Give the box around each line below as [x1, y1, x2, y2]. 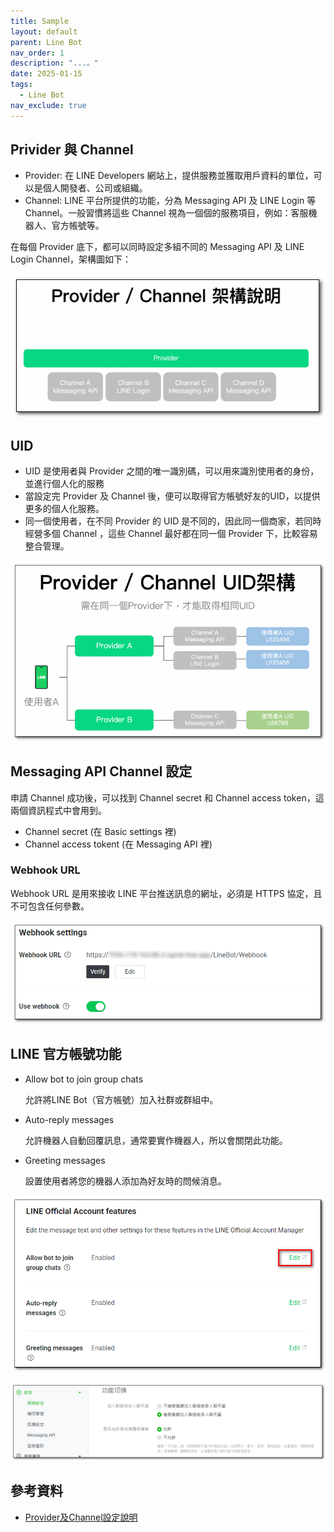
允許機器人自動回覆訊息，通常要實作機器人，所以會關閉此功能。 [24, 1134, 288, 1146]
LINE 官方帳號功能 [10, 1046, 122, 1063]
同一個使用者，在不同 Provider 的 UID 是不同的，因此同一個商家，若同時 [24, 515, 322, 527]
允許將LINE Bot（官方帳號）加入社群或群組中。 [24, 1093, 219, 1105]
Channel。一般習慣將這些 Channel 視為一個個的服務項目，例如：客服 [24, 207, 309, 219]
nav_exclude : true [10, 100, 87, 110]
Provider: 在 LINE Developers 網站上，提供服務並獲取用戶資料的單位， [24, 170, 314, 182]
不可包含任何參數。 [10, 900, 90, 912]
